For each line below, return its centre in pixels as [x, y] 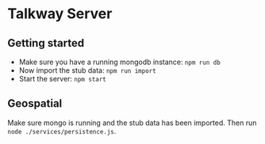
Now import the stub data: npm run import [87, 70]
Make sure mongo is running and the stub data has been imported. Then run [132, 123]
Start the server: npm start [62, 79]
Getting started [46, 43]
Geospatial [35, 104]
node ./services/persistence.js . [62, 131]
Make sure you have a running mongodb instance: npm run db [120, 62]
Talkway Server [60, 14]
